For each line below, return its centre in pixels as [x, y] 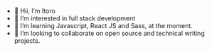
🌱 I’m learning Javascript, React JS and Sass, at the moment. [104, 26]
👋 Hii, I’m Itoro [35, 11]
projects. [27, 41]
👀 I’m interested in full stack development [75, 18]
